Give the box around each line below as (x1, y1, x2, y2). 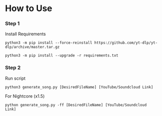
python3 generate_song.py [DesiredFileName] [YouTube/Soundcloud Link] (5, 85, 153, 89)
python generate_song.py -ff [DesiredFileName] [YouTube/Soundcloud (5, 102, 147, 107)
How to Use (5, 3, 53, 14)
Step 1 (5, 20, 20, 27)
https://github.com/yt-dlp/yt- (94, 41, 158, 45)
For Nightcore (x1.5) (5, 93, 45, 99)
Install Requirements (5, 31, 46, 37)
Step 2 (5, 64, 21, 71)
